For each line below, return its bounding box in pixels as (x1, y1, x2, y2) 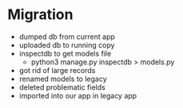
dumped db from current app (18, 32, 115, 41)
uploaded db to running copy (18, 40, 115, 49)
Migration (7, 6, 74, 24)
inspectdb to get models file (18, 48, 112, 58)
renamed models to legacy (18, 74, 107, 83)
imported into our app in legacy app (18, 91, 137, 100)
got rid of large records (18, 65, 96, 75)
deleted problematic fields (18, 82, 105, 92)
